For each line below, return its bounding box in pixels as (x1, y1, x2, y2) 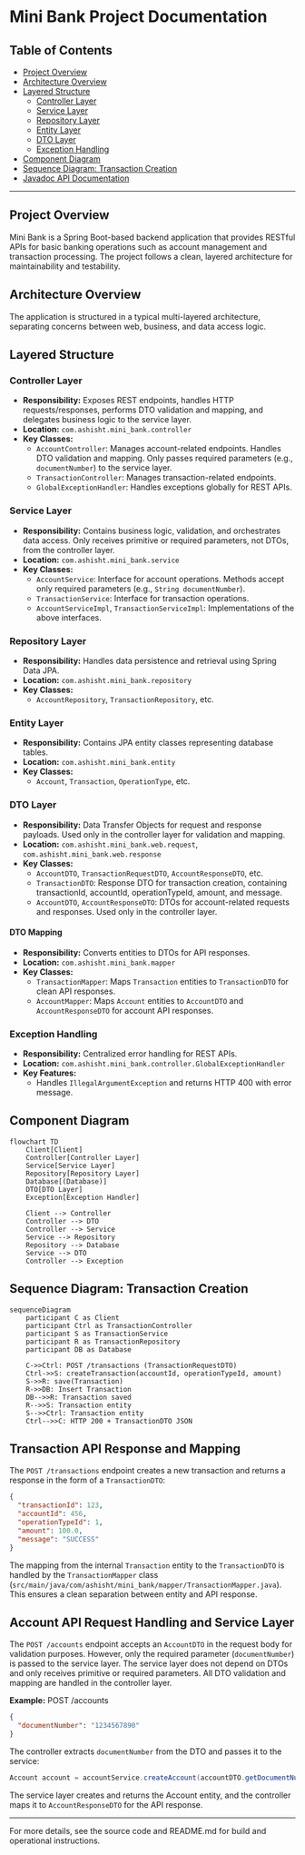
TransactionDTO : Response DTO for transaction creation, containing (35, 877, 288, 888)
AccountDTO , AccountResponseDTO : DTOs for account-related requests (35, 897, 290, 908)
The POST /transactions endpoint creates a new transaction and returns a (9, 1465, 286, 1476)
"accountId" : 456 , (17, 1510, 88, 1519)
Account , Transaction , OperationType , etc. (35, 776, 191, 787)
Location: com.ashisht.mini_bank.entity (22, 757, 176, 768)
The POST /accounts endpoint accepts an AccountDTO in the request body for (9, 1639, 293, 1650)
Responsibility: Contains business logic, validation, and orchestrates (22, 525, 281, 536)
